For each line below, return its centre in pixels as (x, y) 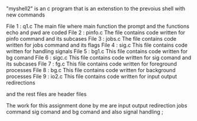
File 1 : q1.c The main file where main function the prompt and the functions (98, 26)
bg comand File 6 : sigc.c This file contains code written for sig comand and (99, 58)
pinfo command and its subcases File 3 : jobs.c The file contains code (91, 39)
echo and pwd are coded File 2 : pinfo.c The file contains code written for (96, 32)
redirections (21, 83)
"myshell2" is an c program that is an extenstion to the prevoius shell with (96, 9)
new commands (26, 15)
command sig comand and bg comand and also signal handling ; (85, 112)
